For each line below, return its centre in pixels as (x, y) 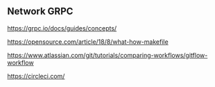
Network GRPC (40, 11)
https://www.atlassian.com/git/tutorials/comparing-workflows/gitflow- (108, 55)
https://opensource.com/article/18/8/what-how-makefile (88, 42)
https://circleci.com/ (36, 76)
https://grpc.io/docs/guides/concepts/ (62, 28)
